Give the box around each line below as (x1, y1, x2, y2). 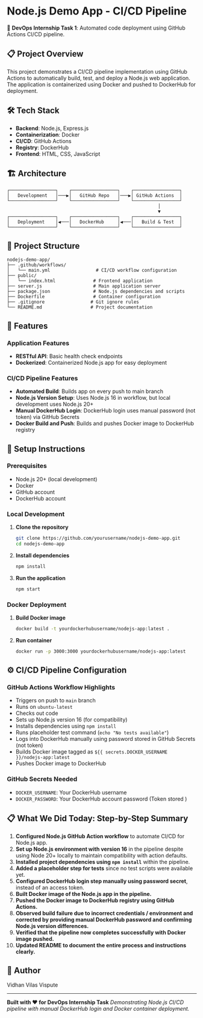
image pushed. (15, 935, 54, 943)
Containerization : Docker (15, 131, 80, 138)
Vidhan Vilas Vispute (7, 981, 58, 988)
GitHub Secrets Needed (7, 775, 78, 783)
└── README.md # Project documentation (7, 304, 153, 310)
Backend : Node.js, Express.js (15, 124, 89, 132)
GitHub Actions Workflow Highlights (7, 683, 116, 692)
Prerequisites (7, 462, 47, 470)
